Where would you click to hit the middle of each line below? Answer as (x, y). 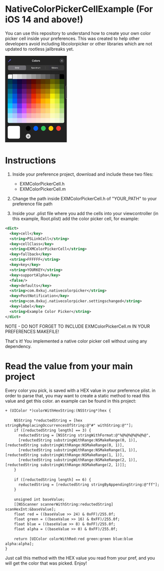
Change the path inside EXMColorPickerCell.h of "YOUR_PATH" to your (84, 198)
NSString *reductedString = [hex (48, 420)
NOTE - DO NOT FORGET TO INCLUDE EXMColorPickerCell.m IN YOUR (78, 326)
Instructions (31, 161)
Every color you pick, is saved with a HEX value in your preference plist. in (81, 390)
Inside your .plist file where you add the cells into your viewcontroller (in (85, 213)
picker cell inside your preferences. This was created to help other (72, 38)
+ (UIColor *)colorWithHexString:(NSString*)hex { (58, 411)
